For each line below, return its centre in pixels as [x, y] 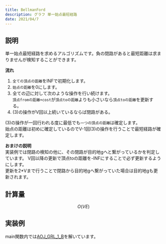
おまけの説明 [18, 146]
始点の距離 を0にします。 [36, 87]
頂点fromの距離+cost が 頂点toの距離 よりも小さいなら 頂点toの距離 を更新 [81, 100]
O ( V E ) [83, 207]
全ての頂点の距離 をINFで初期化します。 [50, 81]
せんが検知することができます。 [46, 60]
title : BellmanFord [25, 10]
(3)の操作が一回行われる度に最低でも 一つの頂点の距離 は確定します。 [73, 123]
